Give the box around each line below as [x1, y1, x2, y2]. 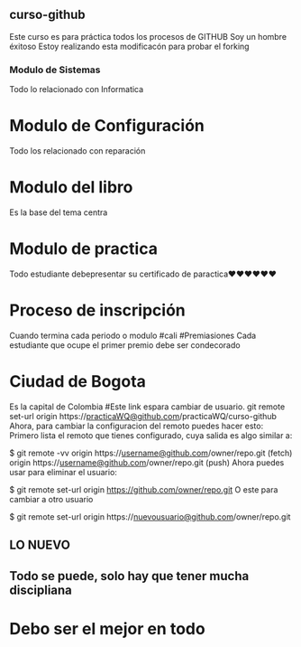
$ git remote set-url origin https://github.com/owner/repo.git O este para [9, 483, 278, 495]
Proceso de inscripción [9, 300, 187, 321]
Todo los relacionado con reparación [9, 145, 146, 156]
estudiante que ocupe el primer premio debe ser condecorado [9, 339, 241, 351]
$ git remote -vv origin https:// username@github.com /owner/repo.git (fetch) [9, 447, 293, 458]
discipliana [9, 582, 72, 597]
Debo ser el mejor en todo [9, 618, 205, 639]
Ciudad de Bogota [9, 371, 147, 392]
